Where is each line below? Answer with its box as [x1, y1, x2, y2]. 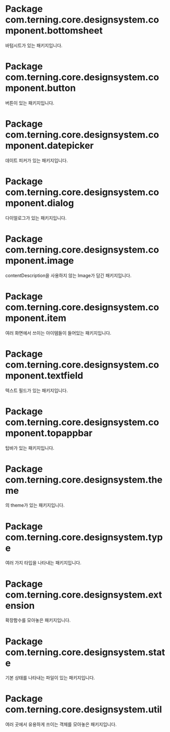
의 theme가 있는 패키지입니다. [5, 502, 65, 509]
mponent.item [5, 312, 67, 324]
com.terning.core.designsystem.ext [5, 589, 162, 601]
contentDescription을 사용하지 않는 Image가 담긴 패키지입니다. [5, 272, 132, 279]
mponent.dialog [5, 197, 74, 209]
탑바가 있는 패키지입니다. [5, 445, 54, 451]
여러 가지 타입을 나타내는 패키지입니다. [5, 560, 81, 566]
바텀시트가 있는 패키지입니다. [5, 42, 63, 49]
